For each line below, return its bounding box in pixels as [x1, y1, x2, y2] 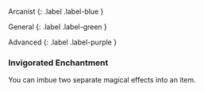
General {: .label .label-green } [8, 22, 107, 31]
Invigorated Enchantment [8, 57, 109, 68]
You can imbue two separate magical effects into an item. [8, 75, 196, 85]
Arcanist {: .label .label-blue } [8, 7, 104, 16]
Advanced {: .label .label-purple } [8, 37, 117, 47]
